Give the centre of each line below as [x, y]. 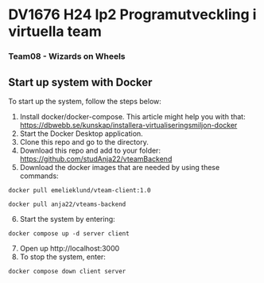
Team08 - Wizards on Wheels [67, 56]
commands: [39, 176]
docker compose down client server [67, 271]
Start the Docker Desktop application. [81, 134]
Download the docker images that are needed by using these [120, 167]
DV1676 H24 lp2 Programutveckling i [132, 15]
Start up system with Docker [80, 82]
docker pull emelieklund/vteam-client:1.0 [80, 190]
